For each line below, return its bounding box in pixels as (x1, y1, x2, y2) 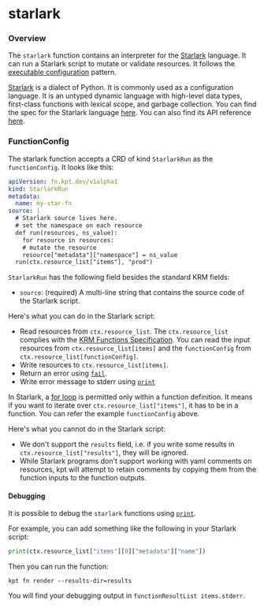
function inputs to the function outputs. (19, 473, 147, 483)
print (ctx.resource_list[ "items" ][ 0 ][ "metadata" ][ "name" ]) (8, 547, 206, 556)
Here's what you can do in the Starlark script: (8, 311, 155, 321)
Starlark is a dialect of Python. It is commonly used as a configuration (8, 83, 234, 92)
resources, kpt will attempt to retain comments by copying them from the (19, 464, 257, 474)
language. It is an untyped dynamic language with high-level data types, (8, 91, 243, 101)
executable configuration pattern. (8, 68, 117, 77)
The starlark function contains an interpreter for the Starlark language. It (8, 50, 247, 60)
